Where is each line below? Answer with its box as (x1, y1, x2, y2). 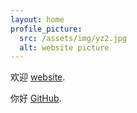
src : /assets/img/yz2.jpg (19, 33, 128, 43)
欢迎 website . (10, 71, 66, 83)
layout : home (10, 14, 65, 25)
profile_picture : (10, 24, 83, 34)
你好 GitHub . (10, 92, 62, 105)
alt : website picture (19, 42, 110, 53)
